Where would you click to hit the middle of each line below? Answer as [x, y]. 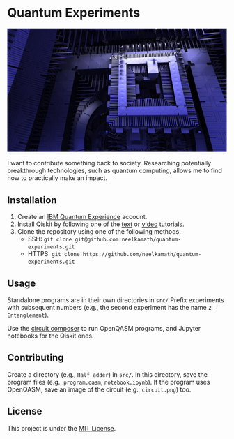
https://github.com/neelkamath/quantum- [142, 255]
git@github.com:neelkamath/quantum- [128, 240]
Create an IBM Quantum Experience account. [82, 217]
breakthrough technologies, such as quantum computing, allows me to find [115, 171]
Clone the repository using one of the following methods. [99, 232]
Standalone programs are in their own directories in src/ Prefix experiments [116, 300]
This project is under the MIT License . [62, 428]
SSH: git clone [50, 239]
